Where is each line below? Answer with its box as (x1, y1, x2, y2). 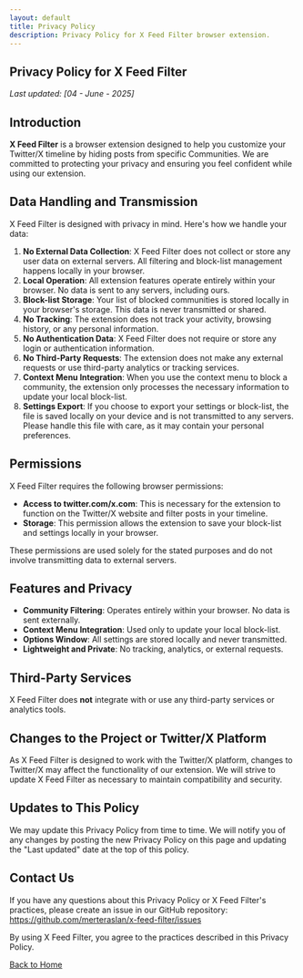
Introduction (9, 115, 82, 130)
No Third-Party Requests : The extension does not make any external (22, 352, 284, 363)
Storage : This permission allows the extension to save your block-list (22, 517, 282, 529)
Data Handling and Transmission (9, 194, 198, 210)
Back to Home (9, 959, 63, 970)
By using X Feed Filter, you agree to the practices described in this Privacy (9, 932, 289, 942)
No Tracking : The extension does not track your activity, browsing (22, 314, 272, 324)
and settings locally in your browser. (22, 527, 159, 538)
